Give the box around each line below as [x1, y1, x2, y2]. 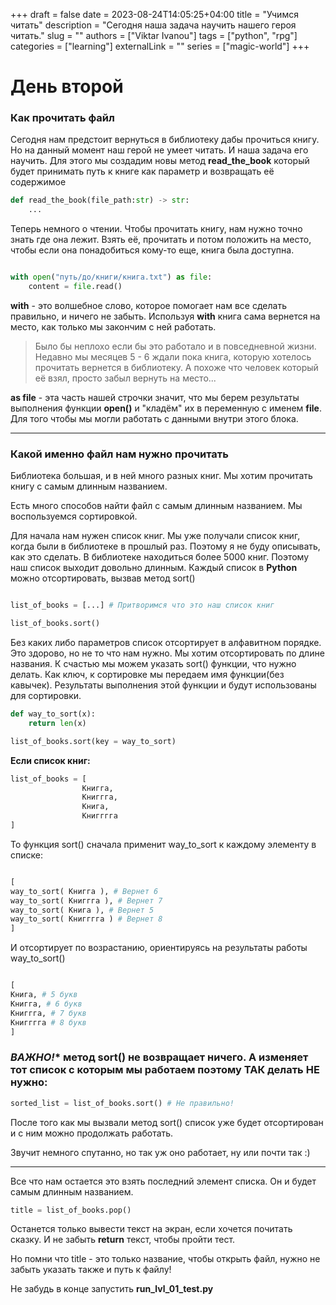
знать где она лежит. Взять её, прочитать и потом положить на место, [10, 234, 312, 246]
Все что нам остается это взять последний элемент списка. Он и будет [10, 1175, 317, 1187]
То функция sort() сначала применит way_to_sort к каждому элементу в [10, 838, 317, 850]
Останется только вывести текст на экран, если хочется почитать [10, 1223, 293, 1235]
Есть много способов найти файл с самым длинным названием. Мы [10, 500, 303, 512]
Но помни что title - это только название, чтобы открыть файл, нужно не [10, 1253, 321, 1265]
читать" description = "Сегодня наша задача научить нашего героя [10, 19, 297, 31]
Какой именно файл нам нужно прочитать [10, 447, 229, 461]
